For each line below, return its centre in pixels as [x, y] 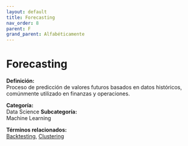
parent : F [19, 29]
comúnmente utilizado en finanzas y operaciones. [68, 94]
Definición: [20, 81]
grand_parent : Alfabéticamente [45, 34]
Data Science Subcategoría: [42, 112]
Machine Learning [29, 118]
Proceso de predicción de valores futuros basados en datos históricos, [94, 87]
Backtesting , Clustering [35, 136]
